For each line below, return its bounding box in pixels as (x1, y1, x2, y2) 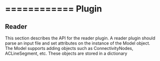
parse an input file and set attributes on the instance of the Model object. (5, 40, 151, 46)
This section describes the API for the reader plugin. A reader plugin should (5, 35, 156, 41)
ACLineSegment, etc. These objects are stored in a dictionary (5, 50, 128, 56)
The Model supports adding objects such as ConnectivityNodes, (5, 46, 133, 51)
